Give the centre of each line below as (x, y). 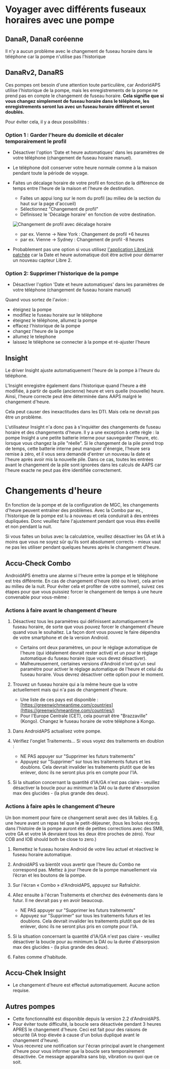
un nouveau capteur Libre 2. (42, 260)
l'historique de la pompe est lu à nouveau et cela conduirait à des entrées (82, 516)
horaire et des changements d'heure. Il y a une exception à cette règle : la (82, 432)
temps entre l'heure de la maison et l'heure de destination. (74, 188)
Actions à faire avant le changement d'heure (61, 610)
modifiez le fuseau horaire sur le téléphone (57, 315)
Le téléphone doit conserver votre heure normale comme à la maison (85, 168)
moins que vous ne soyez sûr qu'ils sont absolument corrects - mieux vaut (83, 542)
